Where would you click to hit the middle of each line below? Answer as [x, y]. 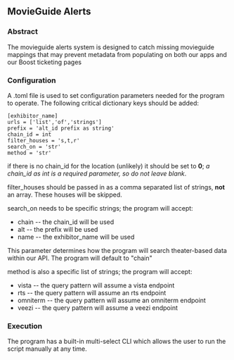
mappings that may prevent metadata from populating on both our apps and [117, 54]
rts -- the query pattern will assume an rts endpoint [92, 292]
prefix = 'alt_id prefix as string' [61, 128]
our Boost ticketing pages [45, 62]
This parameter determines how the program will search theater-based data [117, 250]
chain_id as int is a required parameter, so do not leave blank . [97, 173]
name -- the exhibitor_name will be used [76, 237]
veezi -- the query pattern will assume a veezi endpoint [97, 308]
